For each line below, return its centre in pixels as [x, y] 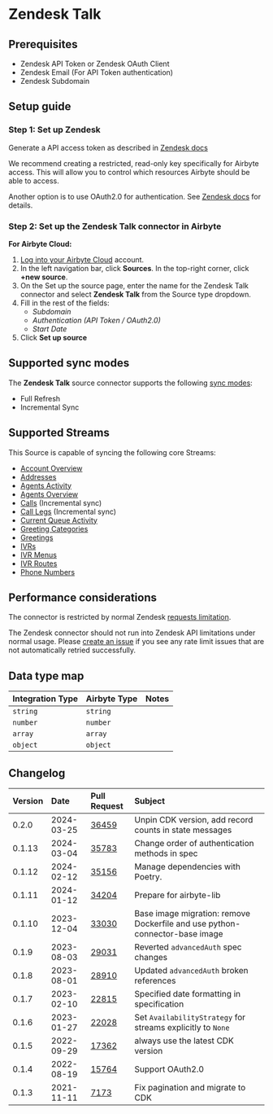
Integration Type [45, 699]
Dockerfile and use [171, 923]
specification [159, 1004]
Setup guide [40, 107]
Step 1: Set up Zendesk [55, 129]
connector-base [166, 934]
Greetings [37, 537]
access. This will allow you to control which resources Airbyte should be [129, 172]
